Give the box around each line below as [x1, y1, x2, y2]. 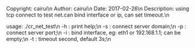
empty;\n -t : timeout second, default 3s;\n [6, 36, 111, 42]
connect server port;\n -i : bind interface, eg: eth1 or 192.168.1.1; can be [6, 29, 181, 36]
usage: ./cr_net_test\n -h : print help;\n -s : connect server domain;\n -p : [6, 23, 187, 30]
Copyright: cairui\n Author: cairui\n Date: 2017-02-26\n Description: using [6, 5, 190, 12]
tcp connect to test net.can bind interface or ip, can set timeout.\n [6, 11, 170, 18]
